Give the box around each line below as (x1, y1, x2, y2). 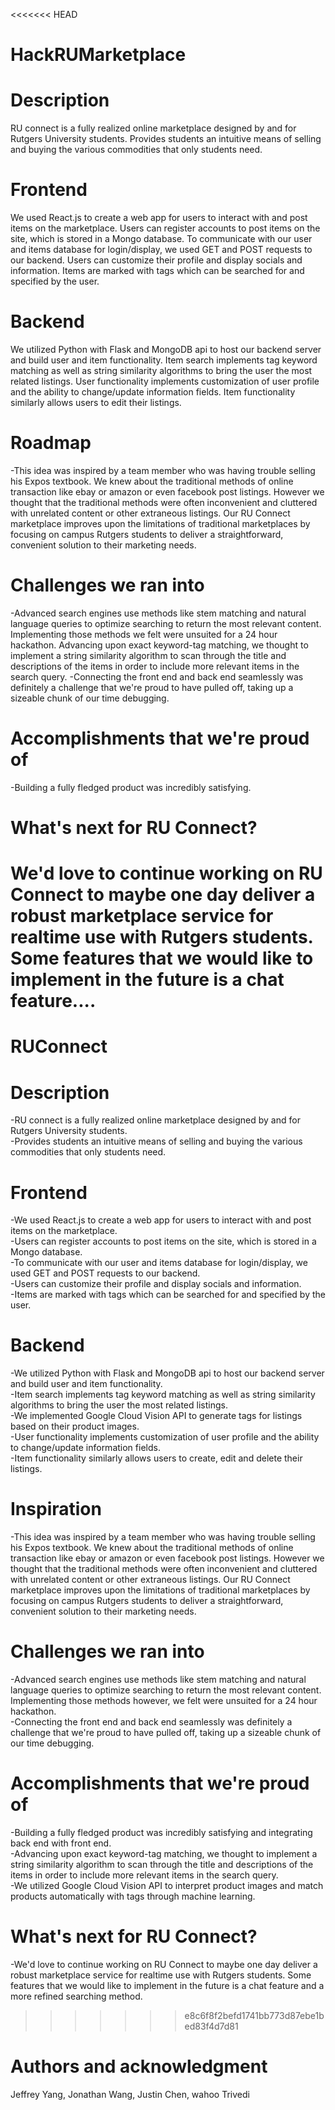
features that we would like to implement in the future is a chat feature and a (10, 1979, 325, 1991)
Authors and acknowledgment (10, 2055, 268, 2078)
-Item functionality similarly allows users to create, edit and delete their (10, 1452, 303, 1464)
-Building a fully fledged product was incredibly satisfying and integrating (10, 1827, 313, 1838)
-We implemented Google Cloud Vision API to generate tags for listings (10, 1410, 303, 1422)
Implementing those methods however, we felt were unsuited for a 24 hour (10, 1695, 318, 1707)
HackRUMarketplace (10, 44, 187, 66)
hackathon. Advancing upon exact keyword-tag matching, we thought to (10, 639, 309, 651)
